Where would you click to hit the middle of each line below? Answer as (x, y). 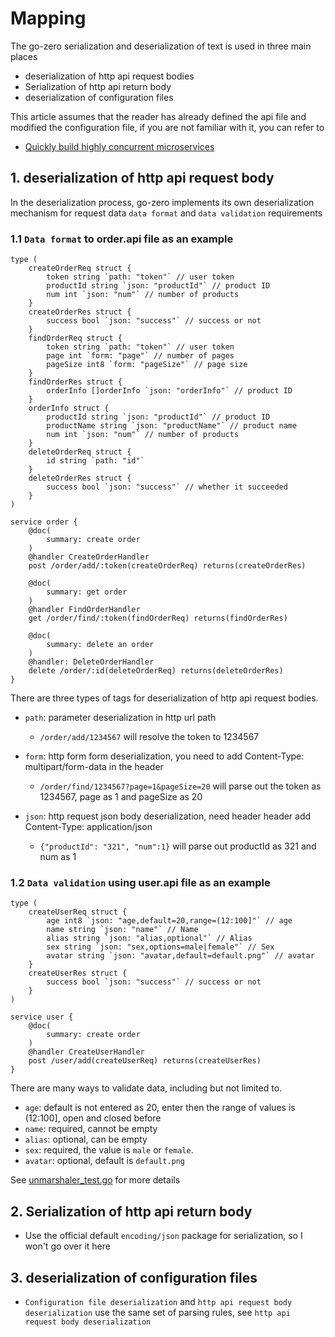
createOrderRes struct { (80, 312)
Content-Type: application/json (88, 827)
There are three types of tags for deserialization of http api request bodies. (164, 698)
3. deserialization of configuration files (134, 1277)
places (24, 56)
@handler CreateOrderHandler (89, 557)
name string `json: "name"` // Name (122, 930)
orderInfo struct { (69, 408)
